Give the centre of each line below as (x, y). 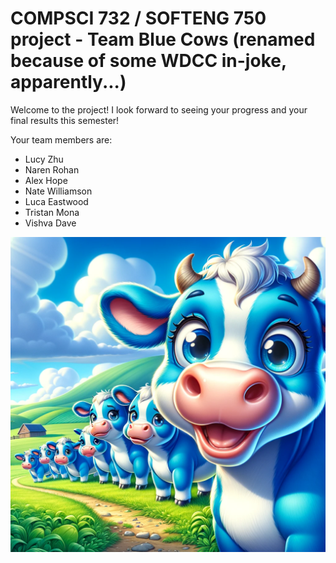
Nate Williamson (58, 191)
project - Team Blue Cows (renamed (163, 39)
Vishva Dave (50, 223)
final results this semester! (65, 120)
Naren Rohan (52, 169)
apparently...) (68, 82)
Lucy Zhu (44, 159)
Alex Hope (46, 180)
